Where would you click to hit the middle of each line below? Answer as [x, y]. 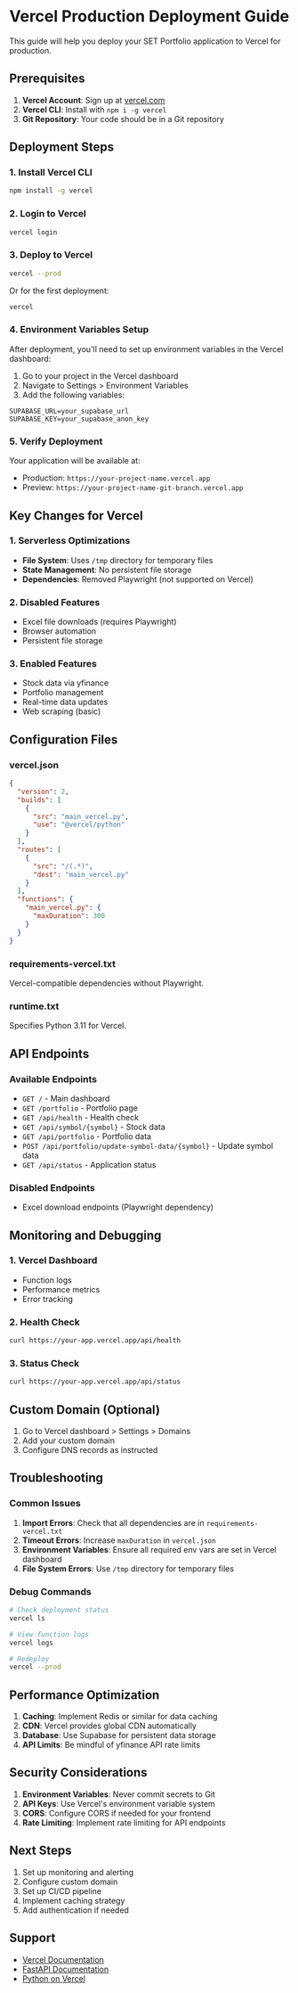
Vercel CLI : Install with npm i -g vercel [94, 110]
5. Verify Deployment [56, 441]
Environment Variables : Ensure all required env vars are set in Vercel [149, 1549]
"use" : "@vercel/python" [79, 825]
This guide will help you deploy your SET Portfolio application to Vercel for [145, 41]
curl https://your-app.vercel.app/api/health [95, 1341]
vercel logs [31, 1643]
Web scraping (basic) [61, 711]
